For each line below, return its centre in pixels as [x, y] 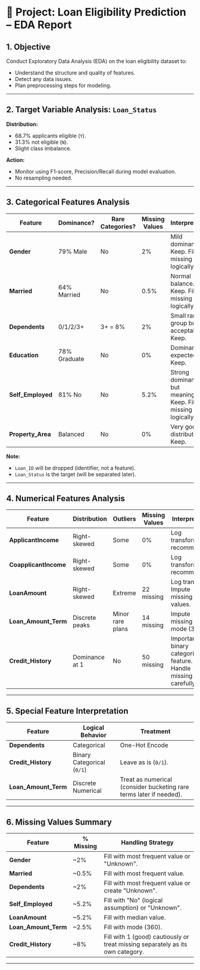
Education [24, 355]
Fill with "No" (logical [133, 900]
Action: [15, 160]
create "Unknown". [131, 891]
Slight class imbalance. [43, 148]
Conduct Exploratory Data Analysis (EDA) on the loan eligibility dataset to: [97, 61]
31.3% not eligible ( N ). [41, 142]
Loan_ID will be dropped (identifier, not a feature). [75, 468]
